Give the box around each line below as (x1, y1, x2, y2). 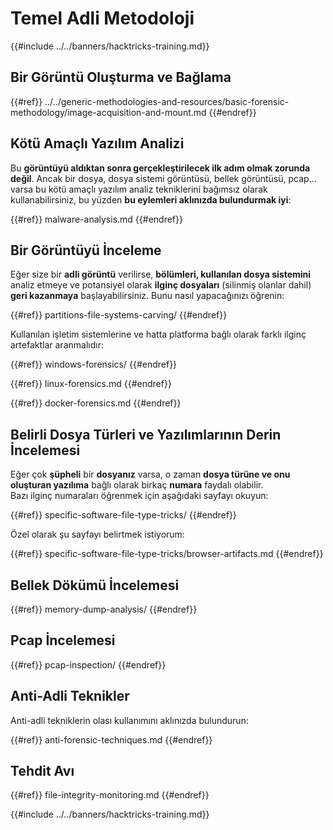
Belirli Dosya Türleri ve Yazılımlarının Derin (10, 426, 282, 443)
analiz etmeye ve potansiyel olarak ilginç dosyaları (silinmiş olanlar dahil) (10, 279, 312, 291)
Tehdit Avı (10, 763, 75, 780)
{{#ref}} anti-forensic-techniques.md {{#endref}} (10, 733, 213, 746)
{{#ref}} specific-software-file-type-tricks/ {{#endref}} (10, 509, 237, 521)
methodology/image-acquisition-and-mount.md (10, 106, 207, 118)
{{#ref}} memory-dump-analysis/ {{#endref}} (10, 603, 198, 615)
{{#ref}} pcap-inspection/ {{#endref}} (10, 658, 167, 671)
